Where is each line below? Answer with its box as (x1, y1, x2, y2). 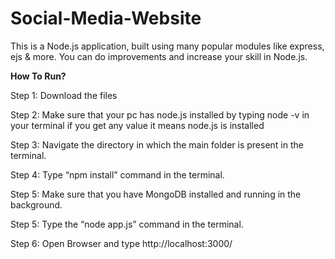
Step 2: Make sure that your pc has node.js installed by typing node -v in (10, 108, 310, 121)
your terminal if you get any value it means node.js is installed (10, 119, 265, 131)
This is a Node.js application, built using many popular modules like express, (10, 40, 325, 52)
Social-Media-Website (10, 7, 202, 30)
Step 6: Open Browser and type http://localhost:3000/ (10, 237, 233, 249)
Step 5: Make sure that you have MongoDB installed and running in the (10, 188, 302, 200)
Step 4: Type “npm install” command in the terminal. (10, 168, 225, 181)
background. (10, 198, 63, 211)
